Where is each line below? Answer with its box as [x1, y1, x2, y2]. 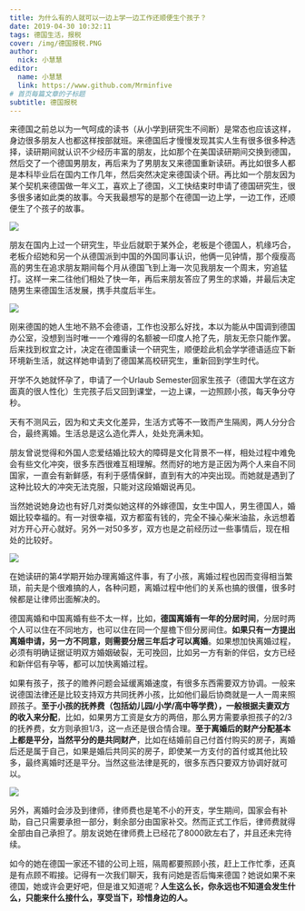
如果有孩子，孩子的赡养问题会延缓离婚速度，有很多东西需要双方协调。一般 [9, 678, 288, 688]
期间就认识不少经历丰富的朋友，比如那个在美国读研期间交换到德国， [40, 146, 296, 157]
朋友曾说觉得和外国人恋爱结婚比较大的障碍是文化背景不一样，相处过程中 [9, 447, 280, 459]
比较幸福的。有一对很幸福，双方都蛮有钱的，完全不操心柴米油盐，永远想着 [16, 512, 296, 523]
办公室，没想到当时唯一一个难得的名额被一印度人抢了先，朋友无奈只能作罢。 [9, 332, 296, 343]
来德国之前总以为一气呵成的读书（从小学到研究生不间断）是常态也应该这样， [9, 124, 296, 134]
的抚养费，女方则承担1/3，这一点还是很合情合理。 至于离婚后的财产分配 [9, 723, 275, 734]
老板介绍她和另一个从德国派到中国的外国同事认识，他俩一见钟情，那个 [9, 251, 272, 262]
